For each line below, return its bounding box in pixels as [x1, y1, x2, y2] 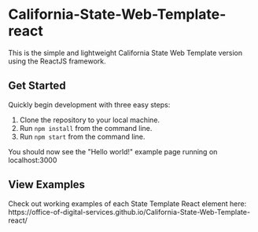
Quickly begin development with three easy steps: [8, 100, 171, 109]
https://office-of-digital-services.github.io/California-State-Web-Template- [8, 207, 250, 216]
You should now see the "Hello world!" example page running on [8, 147, 218, 156]
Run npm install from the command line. [19, 123, 153, 132]
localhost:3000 [8, 155, 57, 165]
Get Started [8, 79, 66, 92]
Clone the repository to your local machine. [19, 115, 160, 125]
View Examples [8, 178, 85, 191]
